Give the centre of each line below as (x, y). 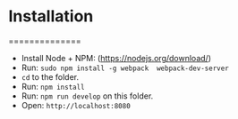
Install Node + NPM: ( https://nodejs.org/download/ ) (116, 58)
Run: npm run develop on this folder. (87, 96)
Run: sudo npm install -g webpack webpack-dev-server (125, 67)
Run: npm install (53, 86)
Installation (51, 16)
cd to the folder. (50, 76)
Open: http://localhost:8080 (76, 105)
